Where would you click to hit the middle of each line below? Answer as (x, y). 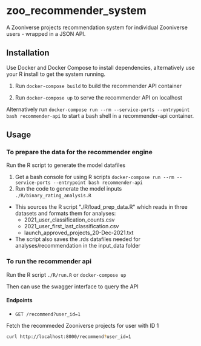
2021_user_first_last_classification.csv (71, 226)
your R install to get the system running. (56, 74)
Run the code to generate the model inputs (68, 189)
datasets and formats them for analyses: (65, 214)
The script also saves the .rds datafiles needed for (78, 239)
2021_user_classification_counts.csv (69, 220)
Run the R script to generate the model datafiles (66, 165)
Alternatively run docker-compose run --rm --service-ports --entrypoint (98, 109)
